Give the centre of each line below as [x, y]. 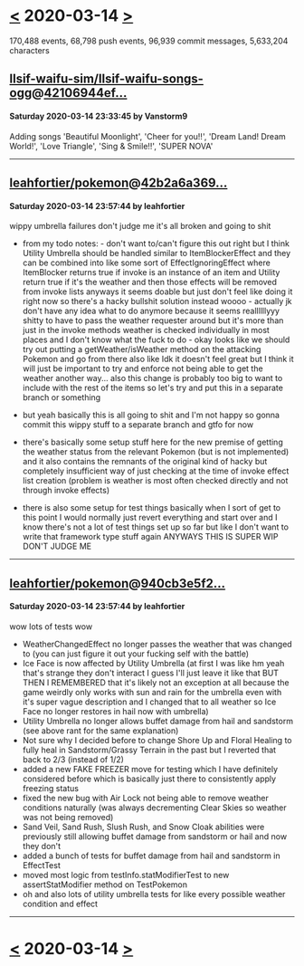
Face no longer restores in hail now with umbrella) [116, 711]
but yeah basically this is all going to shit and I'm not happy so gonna [151, 415]
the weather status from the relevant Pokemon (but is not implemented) [156, 452]
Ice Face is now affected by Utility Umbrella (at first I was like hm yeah [153, 663]
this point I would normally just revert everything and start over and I [150, 518]
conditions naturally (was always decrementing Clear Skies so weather [154, 808]
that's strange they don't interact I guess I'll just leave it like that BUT [150, 673]
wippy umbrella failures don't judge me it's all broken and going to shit [140, 226]
